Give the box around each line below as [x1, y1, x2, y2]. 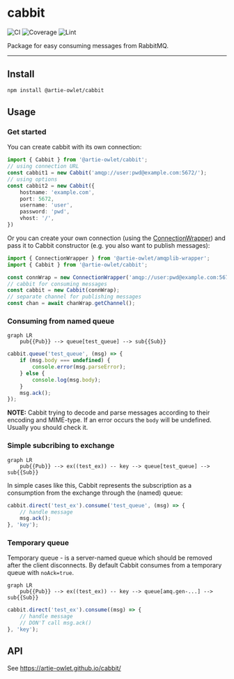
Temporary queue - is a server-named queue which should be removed [7, 553, 212, 562]
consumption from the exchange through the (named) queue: [7, 488, 183, 497]
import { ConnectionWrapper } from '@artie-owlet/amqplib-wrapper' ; [7, 255, 210, 262]
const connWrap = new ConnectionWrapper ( [7, 274, 130, 281]
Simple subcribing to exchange [7, 441, 115, 451]
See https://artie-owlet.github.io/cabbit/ [7, 664, 122, 672]
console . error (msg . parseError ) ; [32, 364, 127, 371]
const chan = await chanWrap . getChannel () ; [7, 300, 136, 307]
